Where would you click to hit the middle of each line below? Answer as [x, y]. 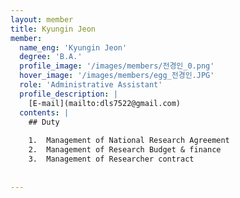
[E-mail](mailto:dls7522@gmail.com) [105, 103]
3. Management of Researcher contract [111, 159]
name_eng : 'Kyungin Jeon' [73, 47]
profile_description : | [68, 94]
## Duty [44, 122]
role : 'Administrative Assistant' [91, 85]
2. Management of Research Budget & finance [125, 150]
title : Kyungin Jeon [53, 29]
